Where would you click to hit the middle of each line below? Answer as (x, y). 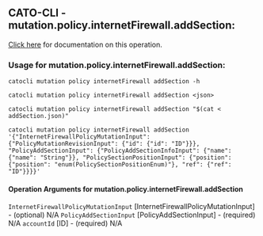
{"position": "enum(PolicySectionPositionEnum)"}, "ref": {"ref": (120, 165)
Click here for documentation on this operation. (85, 44)
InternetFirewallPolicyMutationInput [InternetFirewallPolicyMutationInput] (131, 207)
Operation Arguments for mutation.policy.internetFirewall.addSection (126, 188)
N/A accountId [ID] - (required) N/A (65, 223)
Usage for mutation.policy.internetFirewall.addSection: (117, 65)
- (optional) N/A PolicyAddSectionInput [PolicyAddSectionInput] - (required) (132, 215)
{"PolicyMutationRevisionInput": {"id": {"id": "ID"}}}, (104, 144)
